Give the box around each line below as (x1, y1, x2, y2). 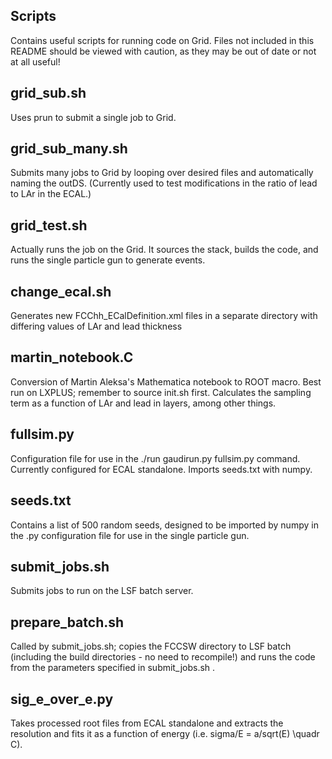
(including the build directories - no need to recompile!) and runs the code (10, 651, 316, 663)
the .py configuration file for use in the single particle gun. (10, 529, 250, 541)
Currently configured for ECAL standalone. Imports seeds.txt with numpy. (10, 463, 313, 475)
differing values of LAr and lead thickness (10, 320, 183, 333)
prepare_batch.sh (10, 614, 125, 631)
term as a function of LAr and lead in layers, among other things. (10, 397, 277, 409)
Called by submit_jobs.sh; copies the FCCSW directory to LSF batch (10, 640, 292, 653)
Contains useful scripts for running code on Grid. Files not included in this (10, 34, 315, 46)
